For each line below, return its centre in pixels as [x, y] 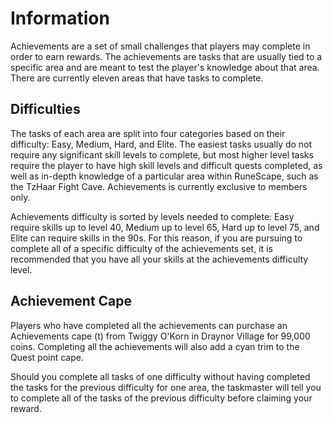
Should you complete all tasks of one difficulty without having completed [160, 376]
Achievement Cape [71, 301]
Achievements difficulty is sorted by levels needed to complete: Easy [152, 216]
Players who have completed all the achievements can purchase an [149, 325]
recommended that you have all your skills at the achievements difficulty [159, 259]
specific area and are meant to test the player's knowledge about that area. [165, 67]
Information [60, 18]
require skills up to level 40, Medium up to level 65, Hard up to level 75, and [165, 227]
